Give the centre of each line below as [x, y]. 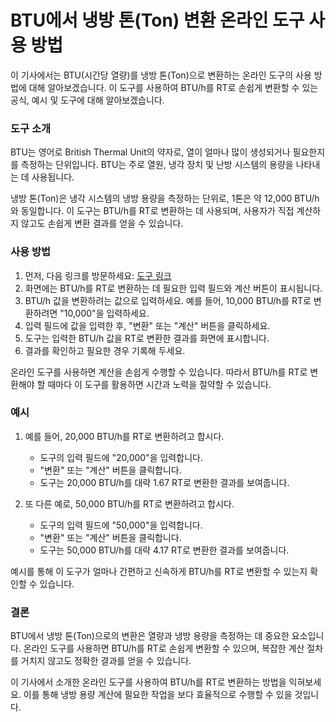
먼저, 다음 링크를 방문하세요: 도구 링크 [98, 275]
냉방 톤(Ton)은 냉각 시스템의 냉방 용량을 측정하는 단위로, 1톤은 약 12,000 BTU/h [165, 198]
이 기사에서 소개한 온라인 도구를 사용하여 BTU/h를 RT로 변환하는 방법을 [148, 682]
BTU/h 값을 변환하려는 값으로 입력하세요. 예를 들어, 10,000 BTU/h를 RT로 [168, 300]
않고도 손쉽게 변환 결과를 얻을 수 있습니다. [102, 223]
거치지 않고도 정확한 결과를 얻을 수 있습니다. [106, 661]
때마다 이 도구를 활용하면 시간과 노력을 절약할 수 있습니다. [159, 384]
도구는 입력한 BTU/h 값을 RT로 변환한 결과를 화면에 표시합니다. [147, 338]
